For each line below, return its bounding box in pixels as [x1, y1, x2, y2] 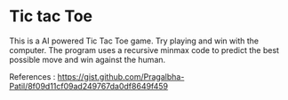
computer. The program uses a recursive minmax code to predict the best [9, 44, 280, 55]
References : [9, 71, 56, 81]
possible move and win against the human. [9, 54, 166, 65]
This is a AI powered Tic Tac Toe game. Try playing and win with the [9, 35, 260, 46]
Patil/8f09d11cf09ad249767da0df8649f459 [9, 81, 169, 91]
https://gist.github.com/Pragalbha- [57, 71, 185, 81]
